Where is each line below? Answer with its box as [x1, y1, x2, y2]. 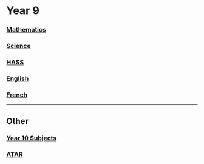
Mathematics [6, 26, 47, 34]
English [6, 74, 29, 83]
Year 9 [6, 4, 39, 18]
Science [6, 42, 32, 50]
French [6, 91, 28, 99]
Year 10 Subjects [6, 134, 57, 143]
